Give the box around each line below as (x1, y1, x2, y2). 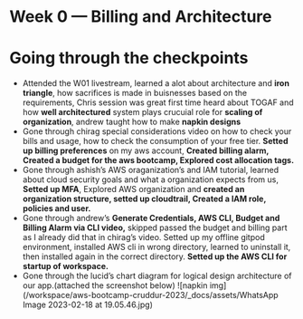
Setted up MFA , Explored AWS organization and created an (22, 184, 245, 195)
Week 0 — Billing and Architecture (9, 6, 272, 27)
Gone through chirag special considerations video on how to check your (22, 126, 292, 137)
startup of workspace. (22, 261, 109, 272)
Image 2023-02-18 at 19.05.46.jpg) (22, 299, 154, 310)
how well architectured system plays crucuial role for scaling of (22, 107, 263, 118)
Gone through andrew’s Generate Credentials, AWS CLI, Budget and (22, 213, 280, 224)
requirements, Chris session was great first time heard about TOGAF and (22, 97, 294, 108)
